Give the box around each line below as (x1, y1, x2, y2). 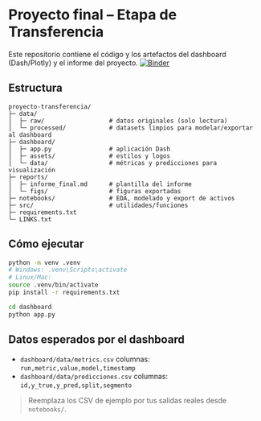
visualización (8, 166, 56, 174)
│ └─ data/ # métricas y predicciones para (8, 159, 218, 167)
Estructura (8, 81, 63, 95)
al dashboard (8, 130, 52, 138)
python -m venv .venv (8, 258, 81, 266)
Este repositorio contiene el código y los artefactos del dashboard (8, 49, 226, 59)
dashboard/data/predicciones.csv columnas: (19, 371, 169, 381)
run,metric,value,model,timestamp (19, 364, 136, 372)
